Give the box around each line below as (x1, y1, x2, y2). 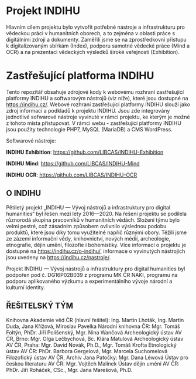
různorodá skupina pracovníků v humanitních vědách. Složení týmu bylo (6, 216, 180, 224)
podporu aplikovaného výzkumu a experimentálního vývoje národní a (6, 278, 173, 285)
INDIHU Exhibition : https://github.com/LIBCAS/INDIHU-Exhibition (6, 148, 164, 155)
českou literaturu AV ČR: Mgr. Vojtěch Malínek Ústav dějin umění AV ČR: (6, 360, 180, 367)
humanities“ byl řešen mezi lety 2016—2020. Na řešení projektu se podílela (6, 210, 187, 217)
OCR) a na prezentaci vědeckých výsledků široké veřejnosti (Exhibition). (6, 48, 180, 55)
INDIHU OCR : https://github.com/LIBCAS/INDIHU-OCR (6, 171, 137, 178)
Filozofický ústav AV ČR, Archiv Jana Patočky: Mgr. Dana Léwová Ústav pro (6, 354, 189, 361)
